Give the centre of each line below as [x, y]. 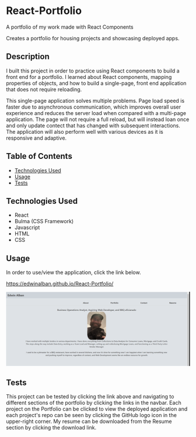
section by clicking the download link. [51, 428]
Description [28, 57]
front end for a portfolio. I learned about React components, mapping [89, 77]
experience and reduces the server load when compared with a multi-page [96, 113]
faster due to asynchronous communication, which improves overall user [94, 107]
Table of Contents [39, 156]
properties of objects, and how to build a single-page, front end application [96, 83]
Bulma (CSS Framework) [44, 221]
